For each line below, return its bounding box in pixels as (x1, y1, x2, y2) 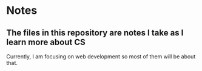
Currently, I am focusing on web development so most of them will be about (6, 53, 196, 60)
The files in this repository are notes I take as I (6, 28, 184, 38)
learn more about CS (6, 37, 86, 47)
